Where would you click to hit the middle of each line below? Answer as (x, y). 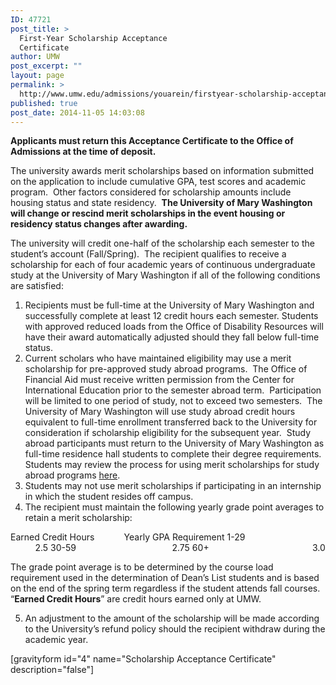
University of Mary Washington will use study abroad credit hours (160, 412)
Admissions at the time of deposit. (83, 152)
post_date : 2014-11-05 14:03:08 (77, 112)
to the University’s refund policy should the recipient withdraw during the (175, 629)
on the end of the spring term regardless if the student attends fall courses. (165, 588)
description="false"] (52, 670)
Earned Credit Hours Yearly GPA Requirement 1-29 (128, 537)
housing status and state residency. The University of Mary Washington (161, 203)
